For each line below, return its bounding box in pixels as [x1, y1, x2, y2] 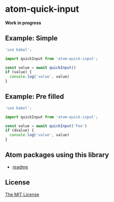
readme [12, 164, 28, 170]
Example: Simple [5, 34, 58, 42]
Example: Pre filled [5, 92, 64, 101]
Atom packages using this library [5, 151, 110, 159]
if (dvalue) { [5, 128, 35, 133]
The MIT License [5, 191, 39, 197]
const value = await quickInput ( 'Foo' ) [5, 123, 87, 128]
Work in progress [5, 20, 41, 26]
